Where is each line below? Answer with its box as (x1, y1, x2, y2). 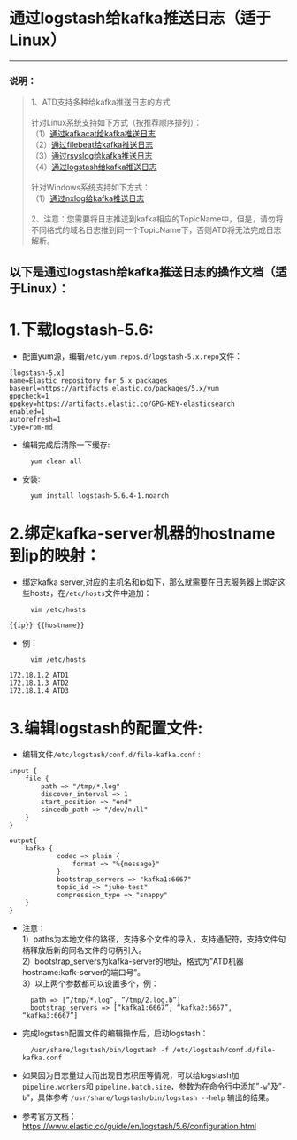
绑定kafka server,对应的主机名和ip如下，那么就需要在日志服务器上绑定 (21, 577, 278, 587)
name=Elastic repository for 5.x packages (9, 376, 168, 385)
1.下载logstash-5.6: (9, 320, 155, 339)
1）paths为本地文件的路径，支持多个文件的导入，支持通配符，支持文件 (21, 934, 278, 944)
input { (9, 767, 38, 776)
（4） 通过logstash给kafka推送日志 (30, 161, 157, 173)
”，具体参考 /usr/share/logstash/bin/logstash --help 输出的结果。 (26, 1092, 274, 1103)
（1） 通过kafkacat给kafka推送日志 (30, 128, 156, 139)
